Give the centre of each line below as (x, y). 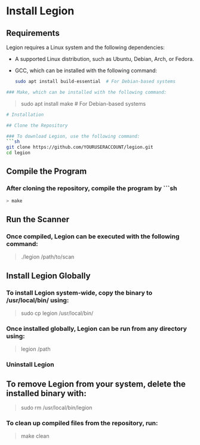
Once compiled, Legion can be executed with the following (93, 236)
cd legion (19, 153)
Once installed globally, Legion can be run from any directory (96, 329)
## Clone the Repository (37, 125)
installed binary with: (46, 393)
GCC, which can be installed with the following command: (86, 70)
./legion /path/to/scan (47, 257)
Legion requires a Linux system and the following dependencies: (86, 47)
